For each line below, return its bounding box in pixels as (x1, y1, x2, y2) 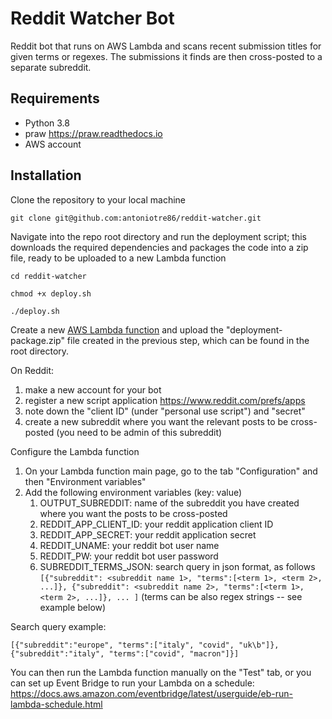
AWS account (24, 138, 82, 150)
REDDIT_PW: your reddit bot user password (39, 550, 219, 562)
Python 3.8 (24, 117, 70, 129)
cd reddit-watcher (10, 271, 87, 281)
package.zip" (10, 334, 65, 346)
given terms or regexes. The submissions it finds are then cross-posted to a (10, 50, 323, 62)
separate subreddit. (10, 61, 92, 73)
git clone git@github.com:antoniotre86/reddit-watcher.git (10, 213, 262, 223)
